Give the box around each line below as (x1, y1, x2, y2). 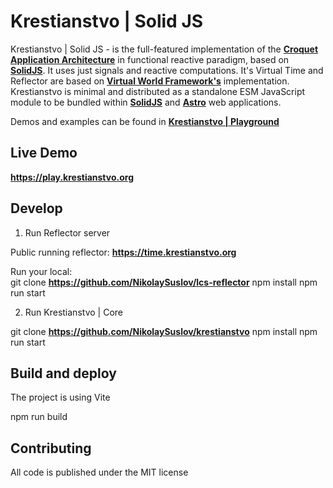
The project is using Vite (10, 391, 111, 404)
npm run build (10, 411, 68, 423)
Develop (10, 200, 63, 217)
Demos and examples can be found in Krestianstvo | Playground (10, 115, 280, 127)
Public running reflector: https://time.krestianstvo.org (10, 246, 237, 258)
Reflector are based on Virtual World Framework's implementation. (10, 75, 290, 87)
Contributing (10, 440, 92, 457)
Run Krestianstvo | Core (24, 306, 123, 318)
